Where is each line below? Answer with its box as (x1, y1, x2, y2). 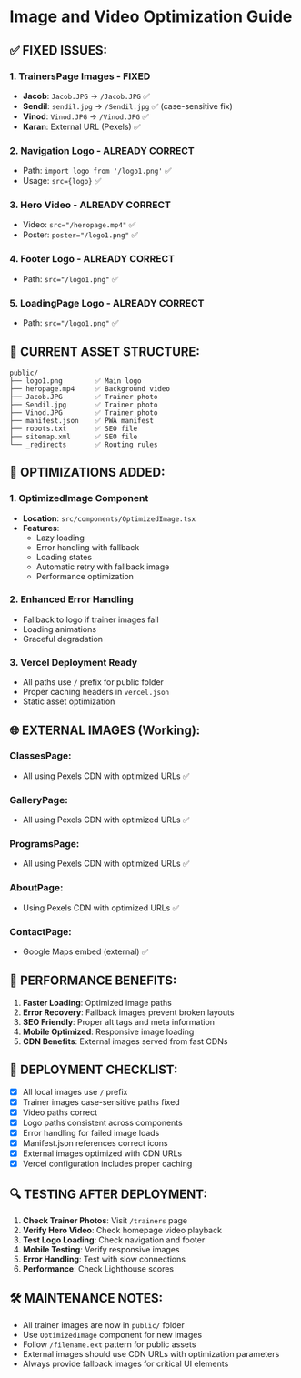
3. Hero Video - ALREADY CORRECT (9, 198, 171, 211)
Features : (22, 522, 60, 533)
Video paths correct (22, 1107, 98, 1118)
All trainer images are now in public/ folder (22, 1319, 185, 1330)
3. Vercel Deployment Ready (9, 656, 138, 669)
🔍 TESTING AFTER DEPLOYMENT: (9, 1186, 207, 1202)
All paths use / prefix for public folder (22, 677, 164, 688)
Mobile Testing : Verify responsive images (22, 1243, 180, 1254)
